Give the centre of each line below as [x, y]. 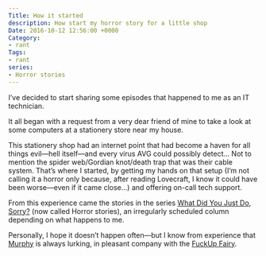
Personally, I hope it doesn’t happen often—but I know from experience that [132, 235]
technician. [27, 106]
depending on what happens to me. [66, 219]
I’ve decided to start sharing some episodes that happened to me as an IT [129, 97]
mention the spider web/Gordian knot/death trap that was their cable [120, 162]
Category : [25, 38]
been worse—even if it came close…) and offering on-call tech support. [125, 187]
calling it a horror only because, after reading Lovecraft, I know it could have [133, 179]
